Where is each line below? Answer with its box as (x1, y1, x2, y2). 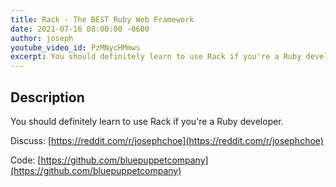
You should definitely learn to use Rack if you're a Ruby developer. (10, 115, 284, 127)
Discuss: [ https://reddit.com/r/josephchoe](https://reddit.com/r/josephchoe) (10, 134, 324, 146)
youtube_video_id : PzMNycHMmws (10, 42, 141, 53)
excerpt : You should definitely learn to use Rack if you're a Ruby (10, 52, 302, 62)
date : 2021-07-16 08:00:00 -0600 (10, 24, 150, 34)
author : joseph (10, 33, 74, 43)
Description (10, 89, 85, 106)
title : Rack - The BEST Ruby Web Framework (10, 14, 195, 25)
